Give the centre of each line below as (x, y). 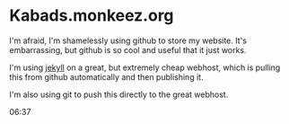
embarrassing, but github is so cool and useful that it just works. (128, 49)
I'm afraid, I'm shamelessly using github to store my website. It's (128, 40)
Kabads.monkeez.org (92, 16)
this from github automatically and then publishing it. (106, 76)
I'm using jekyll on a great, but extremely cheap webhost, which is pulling (145, 67)
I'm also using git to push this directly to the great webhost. (119, 94)
